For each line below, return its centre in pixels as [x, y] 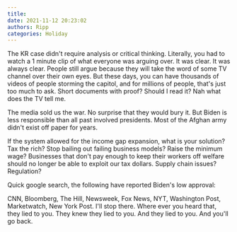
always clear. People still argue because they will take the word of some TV [117, 69]
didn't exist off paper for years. [52, 127]
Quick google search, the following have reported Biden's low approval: [111, 185]
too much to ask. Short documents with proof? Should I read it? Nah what [114, 91]
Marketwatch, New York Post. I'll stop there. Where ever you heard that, [112, 207]
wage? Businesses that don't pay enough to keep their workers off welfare [116, 156]
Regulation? [24, 171]
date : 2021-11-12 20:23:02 [47, 21]
